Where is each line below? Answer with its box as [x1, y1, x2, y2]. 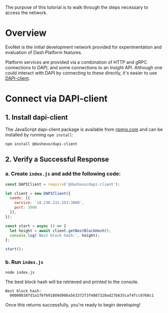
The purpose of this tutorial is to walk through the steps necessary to [5, 5, 148, 10]
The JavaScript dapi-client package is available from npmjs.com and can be [5, 126, 163, 132]
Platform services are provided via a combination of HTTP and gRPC [5, 59, 147, 65]
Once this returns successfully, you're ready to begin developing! [5, 302, 141, 308]
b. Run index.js [5, 258, 44, 266]
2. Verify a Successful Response [5, 155, 109, 164]
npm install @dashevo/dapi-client [5, 141, 78, 146]
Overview [5, 27, 47, 39]
